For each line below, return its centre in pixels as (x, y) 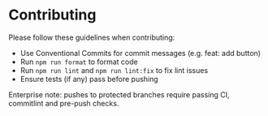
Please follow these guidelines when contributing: (92, 37)
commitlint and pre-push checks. (64, 103)
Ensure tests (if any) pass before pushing (89, 79)
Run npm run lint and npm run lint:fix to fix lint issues (114, 70)
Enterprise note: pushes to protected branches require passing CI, (119, 94)
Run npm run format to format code (79, 62)
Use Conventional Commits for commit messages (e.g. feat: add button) (140, 53)
